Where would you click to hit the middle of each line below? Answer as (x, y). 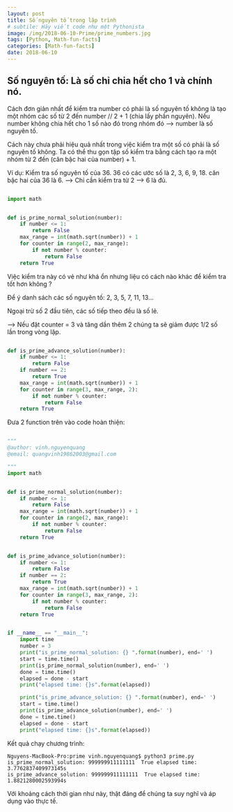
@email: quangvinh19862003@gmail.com (62, 454)
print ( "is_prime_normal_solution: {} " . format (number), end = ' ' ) (116, 653)
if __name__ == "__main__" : (48, 633)
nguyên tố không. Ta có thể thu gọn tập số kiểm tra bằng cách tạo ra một (112, 151)
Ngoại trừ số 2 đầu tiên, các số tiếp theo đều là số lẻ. (83, 310)
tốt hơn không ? (30, 284)
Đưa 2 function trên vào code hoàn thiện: (66, 422)
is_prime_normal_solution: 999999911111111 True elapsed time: (102, 762)
